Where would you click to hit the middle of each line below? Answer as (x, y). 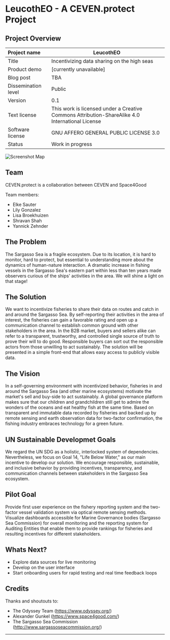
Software (18, 130)
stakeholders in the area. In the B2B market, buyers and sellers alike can (80, 331)
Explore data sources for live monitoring (54, 562)
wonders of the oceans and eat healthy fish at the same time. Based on (79, 407)
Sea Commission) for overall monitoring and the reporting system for (77, 523)
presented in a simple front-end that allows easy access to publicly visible (82, 352)
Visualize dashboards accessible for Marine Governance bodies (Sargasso (83, 517)
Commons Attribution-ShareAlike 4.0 (96, 115)
